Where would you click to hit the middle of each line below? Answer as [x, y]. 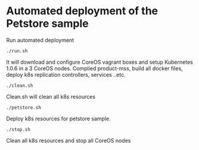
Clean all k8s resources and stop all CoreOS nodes [69, 140]
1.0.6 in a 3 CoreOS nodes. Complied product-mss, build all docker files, [94, 68]
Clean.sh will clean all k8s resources [51, 96]
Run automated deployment [40, 40]
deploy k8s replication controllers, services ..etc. [66, 74]
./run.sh [17, 51]
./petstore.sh [24, 107]
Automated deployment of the [82, 11]
